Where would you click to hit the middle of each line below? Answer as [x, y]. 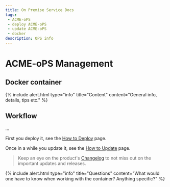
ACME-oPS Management [59, 64]
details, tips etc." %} [27, 100]
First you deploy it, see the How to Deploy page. [56, 138]
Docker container [34, 82]
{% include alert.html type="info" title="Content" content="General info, [81, 94]
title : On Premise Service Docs [40, 10]
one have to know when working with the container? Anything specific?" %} [85, 178]
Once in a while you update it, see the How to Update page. [68, 148]
